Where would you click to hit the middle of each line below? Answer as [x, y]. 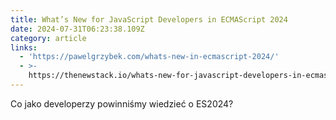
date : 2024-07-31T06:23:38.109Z [77, 29]
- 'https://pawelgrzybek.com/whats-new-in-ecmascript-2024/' [149, 57]
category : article [48, 38]
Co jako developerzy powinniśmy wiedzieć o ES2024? [122, 103]
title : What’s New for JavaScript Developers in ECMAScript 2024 [149, 19]
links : [24, 47]
